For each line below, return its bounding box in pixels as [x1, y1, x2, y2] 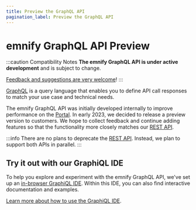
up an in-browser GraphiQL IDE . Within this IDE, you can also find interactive [6, 180, 190, 187]
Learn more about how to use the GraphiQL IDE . [6, 197, 122, 205]
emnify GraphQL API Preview [6, 39, 150, 53]
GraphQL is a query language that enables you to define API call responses [6, 87, 187, 94]
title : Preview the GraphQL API [6, 8, 85, 15]
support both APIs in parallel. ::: [6, 141, 82, 148]
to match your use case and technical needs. [6, 94, 115, 101]
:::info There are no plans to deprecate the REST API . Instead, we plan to [6, 135, 180, 142]
